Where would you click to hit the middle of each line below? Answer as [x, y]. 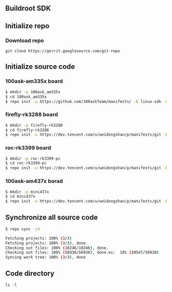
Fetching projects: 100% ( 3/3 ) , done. [47, 243]
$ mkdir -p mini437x [27, 192]
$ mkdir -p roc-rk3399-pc [33, 158]
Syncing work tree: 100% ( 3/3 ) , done [46, 257]
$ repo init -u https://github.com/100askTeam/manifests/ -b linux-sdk [83, 101]
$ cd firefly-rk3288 [27, 130]
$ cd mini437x [20, 197]
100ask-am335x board [34, 81]
